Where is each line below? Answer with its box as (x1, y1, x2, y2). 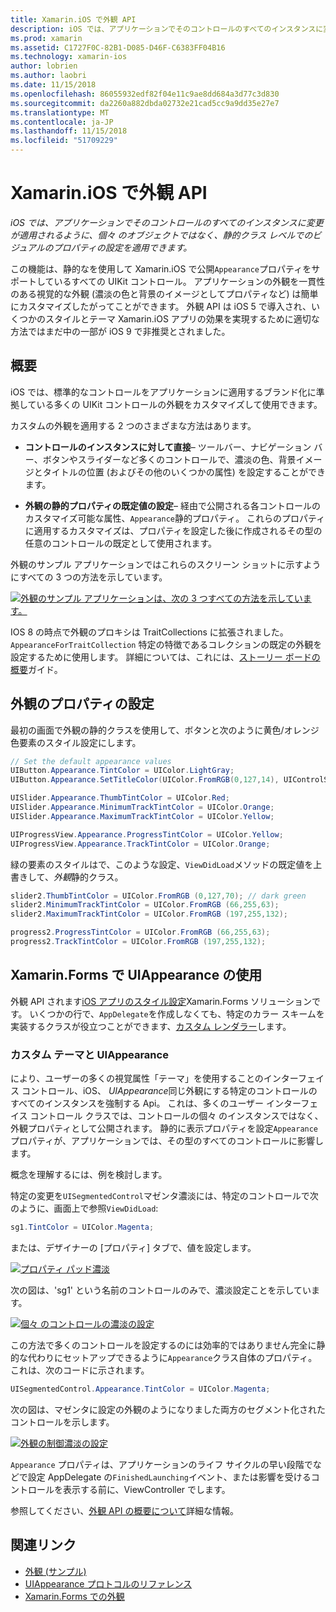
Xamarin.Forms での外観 (24, 1590, 125, 1602)
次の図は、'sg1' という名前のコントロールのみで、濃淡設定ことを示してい (10, 1284, 312, 1296)
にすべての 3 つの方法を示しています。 (10, 571, 168, 583)
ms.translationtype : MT (10, 107, 110, 118)
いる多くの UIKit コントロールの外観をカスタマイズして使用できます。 (36, 398, 323, 410)
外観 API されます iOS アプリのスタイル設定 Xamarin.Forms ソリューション (10, 995, 313, 1007)
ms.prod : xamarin (10, 33, 83, 43)
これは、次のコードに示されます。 (10, 1364, 150, 1376)
